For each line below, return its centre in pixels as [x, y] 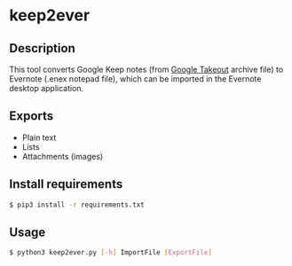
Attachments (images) [63, 156]
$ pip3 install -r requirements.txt [77, 205]
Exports [32, 116]
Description [42, 48]
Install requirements [66, 184]
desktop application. [47, 88]
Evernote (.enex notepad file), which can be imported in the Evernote [135, 79]
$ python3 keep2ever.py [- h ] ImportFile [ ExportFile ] [111, 253]
